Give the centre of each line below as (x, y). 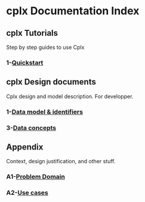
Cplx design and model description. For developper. (70, 96)
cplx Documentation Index (73, 11)
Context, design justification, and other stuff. (61, 161)
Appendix (25, 147)
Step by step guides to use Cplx (45, 47)
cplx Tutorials (32, 33)
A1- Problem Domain (36, 177)
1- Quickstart (25, 63)
